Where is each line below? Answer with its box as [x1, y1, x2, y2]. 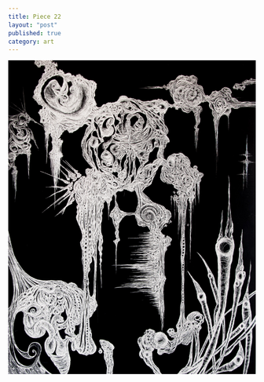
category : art [8, 38, 55, 45]
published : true [8, 29, 61, 37]
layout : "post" [8, 20, 58, 29]
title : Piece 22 [8, 13, 61, 20]
